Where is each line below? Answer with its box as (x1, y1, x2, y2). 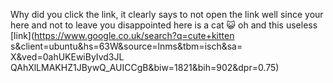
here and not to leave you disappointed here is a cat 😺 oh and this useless (10, 19, 318, 31)
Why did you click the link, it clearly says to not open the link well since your (10, 9, 324, 20)
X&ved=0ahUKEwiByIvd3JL (10, 51, 125, 63)
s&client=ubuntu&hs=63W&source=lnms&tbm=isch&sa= (10, 40, 243, 52)
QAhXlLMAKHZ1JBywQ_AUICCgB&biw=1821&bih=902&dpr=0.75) (10, 62, 280, 73)
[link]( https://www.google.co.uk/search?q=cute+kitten (10, 30, 235, 41)
